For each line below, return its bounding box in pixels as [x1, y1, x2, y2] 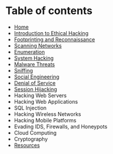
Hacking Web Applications [13, 98, 78, 105]
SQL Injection [13, 104, 47, 111]
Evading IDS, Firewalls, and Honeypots [13, 123, 108, 130]
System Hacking [13, 54, 54, 61]
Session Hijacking [13, 85, 57, 93]
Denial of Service [13, 79, 56, 86]
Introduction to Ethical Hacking [13, 29, 89, 36]
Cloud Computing [13, 129, 57, 136]
